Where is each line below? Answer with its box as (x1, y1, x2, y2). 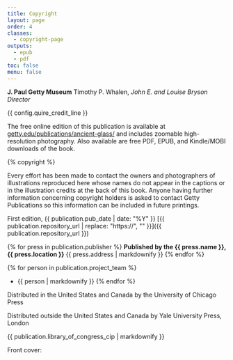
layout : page (7, 17, 45, 24)
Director (7, 95, 31, 103)
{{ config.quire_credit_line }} (7, 109, 88, 117)
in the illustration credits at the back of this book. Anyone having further (7, 186, 214, 194)
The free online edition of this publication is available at (7, 122, 166, 130)
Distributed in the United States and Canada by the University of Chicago (7, 290, 217, 299)
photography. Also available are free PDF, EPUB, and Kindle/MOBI (37, 136, 226, 145)
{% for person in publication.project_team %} (7, 263, 137, 272)
